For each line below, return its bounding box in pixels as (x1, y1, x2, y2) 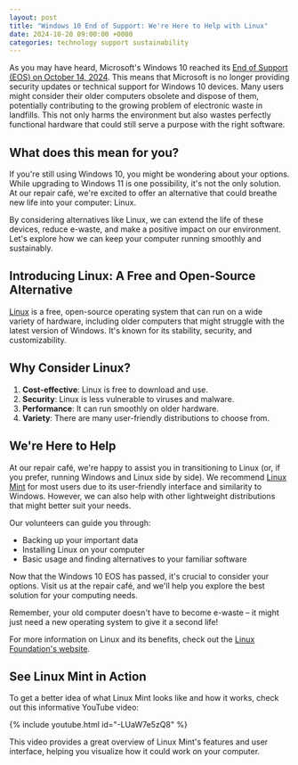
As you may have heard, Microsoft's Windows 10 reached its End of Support (9, 62, 288, 73)
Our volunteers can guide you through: (9, 517, 151, 528)
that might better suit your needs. (9, 500, 132, 511)
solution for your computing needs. (9, 589, 138, 600)
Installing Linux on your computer (21, 544, 145, 555)
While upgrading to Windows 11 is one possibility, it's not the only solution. (9, 178, 282, 189)
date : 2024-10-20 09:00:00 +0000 (9, 29, 133, 38)
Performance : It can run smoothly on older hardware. (21, 403, 220, 414)
